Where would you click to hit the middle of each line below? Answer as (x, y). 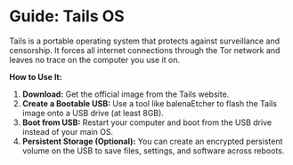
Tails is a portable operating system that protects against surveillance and (145, 41)
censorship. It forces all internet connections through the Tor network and (145, 50)
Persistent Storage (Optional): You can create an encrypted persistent (152, 141)
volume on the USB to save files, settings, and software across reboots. (153, 150)
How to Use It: (36, 76)
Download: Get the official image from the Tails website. (126, 94)
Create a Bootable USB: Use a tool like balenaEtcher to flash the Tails (150, 103)
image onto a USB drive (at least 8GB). (93, 113)
